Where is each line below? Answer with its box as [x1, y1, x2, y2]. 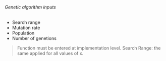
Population [12, 30, 35, 36]
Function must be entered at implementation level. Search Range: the [17, 45, 161, 51]
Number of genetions [12, 35, 57, 41]
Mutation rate [12, 25, 40, 31]
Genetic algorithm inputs [5, 4, 57, 10]
